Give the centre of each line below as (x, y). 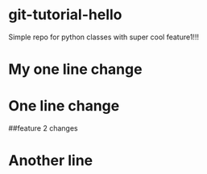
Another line (51, 161)
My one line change (75, 69)
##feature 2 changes (43, 128)
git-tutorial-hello (65, 15)
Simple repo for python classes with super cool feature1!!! (104, 37)
